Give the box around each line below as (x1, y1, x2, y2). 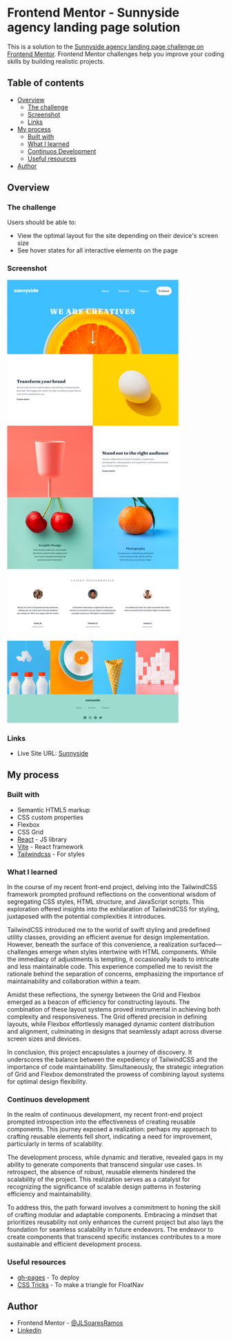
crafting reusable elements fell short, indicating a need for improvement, (7, 1133, 212, 1141)
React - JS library (17, 835, 68, 843)
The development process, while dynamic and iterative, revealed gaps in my (7, 1153, 224, 1162)
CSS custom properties (17, 813, 84, 821)
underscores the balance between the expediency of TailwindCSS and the (7, 1055, 219, 1064)
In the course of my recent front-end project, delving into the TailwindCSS (7, 883, 217, 891)
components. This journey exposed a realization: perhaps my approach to (7, 1125, 217, 1133)
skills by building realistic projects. (7, 57, 105, 65)
